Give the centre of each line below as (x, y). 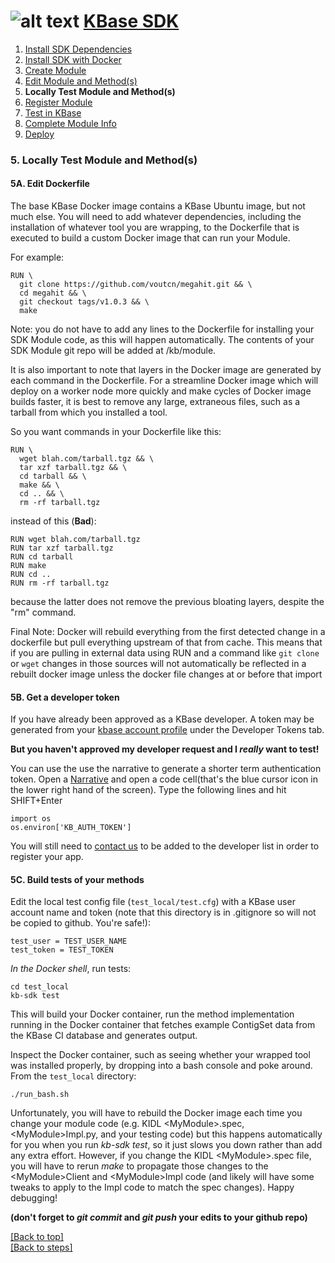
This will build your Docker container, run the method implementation (152, 1014)
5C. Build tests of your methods (77, 879)
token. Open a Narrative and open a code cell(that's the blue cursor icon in (164, 779)
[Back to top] (37, 1237)
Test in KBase (53, 112)
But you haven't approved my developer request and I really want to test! (165, 749)
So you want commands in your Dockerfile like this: (116, 432)
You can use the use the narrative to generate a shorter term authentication (166, 769)
